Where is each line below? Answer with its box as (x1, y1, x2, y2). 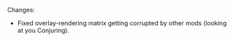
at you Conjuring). (17, 27, 70, 34)
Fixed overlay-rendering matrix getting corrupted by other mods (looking (17, 19, 227, 27)
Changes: (7, 6, 35, 14)
